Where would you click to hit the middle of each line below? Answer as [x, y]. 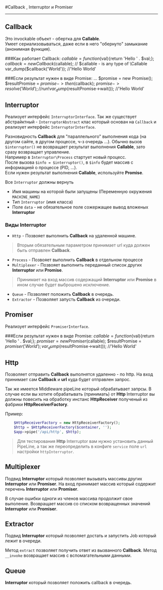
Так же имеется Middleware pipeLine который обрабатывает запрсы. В [78, 389]
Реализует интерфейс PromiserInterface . [47, 326]
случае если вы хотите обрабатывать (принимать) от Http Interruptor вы [80, 394]
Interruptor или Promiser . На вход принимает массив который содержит [81, 484]
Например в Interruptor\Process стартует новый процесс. [66, 157]
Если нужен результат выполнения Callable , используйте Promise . [74, 173]
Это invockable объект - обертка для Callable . [53, 38]
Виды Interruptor [26, 225]
